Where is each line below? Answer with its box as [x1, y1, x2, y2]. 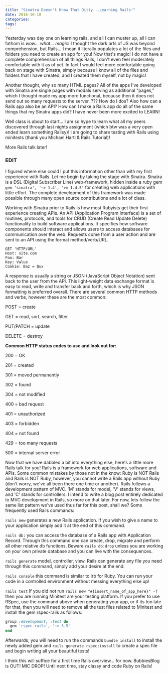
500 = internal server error [5, 450, 60, 456]
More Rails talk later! [5, 144, 48, 151]
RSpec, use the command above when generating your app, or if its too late [5, 598, 161, 605]
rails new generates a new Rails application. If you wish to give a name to [5, 517, 158, 523]
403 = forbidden [5, 420, 39, 427]
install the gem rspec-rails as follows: [5, 609, 83, 615]
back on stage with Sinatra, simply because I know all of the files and [5, 67, 148, 73]
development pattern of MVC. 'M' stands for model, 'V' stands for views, [5, 486, 155, 492]
